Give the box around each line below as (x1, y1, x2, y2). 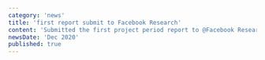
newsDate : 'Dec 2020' (8, 33, 80, 41)
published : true (8, 41, 62, 48)
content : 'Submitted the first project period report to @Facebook (8, 26, 235, 34)
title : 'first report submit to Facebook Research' (8, 19, 181, 26)
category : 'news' (8, 11, 65, 19)
